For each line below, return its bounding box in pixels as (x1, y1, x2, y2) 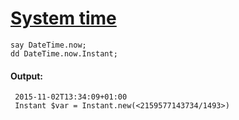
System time (10, 7, 117, 30)
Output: (10, 70, 43, 82)
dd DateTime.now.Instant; (10, 48, 118, 59)
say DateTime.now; (10, 40, 87, 50)
